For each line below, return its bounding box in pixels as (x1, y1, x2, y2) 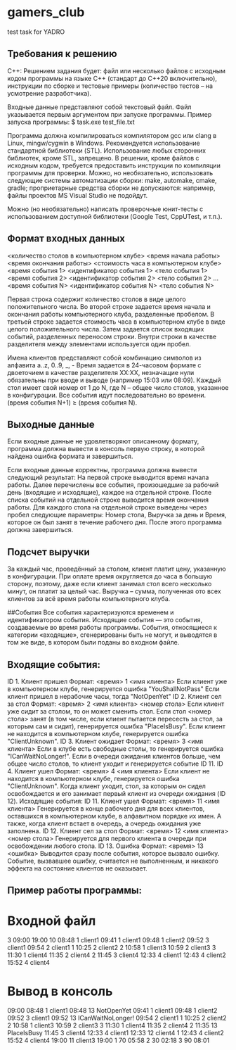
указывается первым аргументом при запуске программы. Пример (7, 110, 212, 118)
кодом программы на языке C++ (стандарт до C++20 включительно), (7, 74, 218, 82)
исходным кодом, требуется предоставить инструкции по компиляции (7, 161, 221, 170)
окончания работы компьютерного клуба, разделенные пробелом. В (7, 310, 215, 318)
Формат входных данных (7, 233, 125, 245)
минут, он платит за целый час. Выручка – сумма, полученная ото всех (7, 587, 221, 595)
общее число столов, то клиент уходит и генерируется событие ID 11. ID (7, 759, 223, 768)
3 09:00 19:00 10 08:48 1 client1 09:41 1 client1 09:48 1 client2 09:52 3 (7, 936, 209, 944)
